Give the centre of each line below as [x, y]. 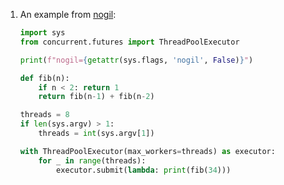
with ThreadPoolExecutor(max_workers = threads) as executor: [147, 151]
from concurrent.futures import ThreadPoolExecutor [129, 42]
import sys [42, 33]
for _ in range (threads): [92, 160]
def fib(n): [44, 78]
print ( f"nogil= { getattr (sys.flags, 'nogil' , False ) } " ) [136, 60]
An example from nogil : [68, 14]
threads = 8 [44, 115]
